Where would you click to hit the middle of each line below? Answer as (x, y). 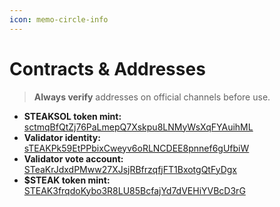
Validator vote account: (73, 158)
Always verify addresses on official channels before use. (152, 97)
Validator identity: (62, 137)
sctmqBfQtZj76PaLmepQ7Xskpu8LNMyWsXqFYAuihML (138, 127)
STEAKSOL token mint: (72, 116)
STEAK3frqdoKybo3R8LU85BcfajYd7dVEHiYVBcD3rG (134, 190)
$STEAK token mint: (67, 180)
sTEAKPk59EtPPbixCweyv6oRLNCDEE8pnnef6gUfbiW (136, 148)
